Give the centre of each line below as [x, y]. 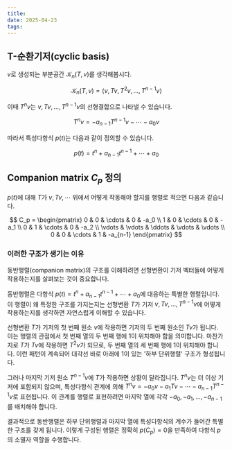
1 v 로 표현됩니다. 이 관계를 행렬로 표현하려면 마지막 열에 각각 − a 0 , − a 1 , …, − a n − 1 [115, 397]
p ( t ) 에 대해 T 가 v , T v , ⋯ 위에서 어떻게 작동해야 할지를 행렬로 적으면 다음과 [106, 197]
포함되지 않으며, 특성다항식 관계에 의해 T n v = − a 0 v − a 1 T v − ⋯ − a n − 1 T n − [122, 387]
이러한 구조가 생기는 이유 [46, 254]
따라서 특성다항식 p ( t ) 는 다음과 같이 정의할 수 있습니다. [81, 138]
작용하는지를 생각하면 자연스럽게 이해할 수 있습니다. [77, 313]
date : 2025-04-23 [32, 20]
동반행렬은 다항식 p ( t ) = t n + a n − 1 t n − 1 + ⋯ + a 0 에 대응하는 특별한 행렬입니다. [114, 294]
